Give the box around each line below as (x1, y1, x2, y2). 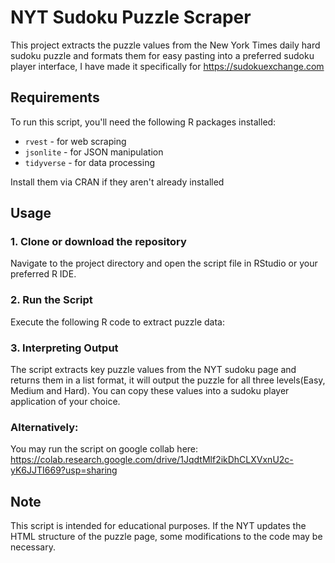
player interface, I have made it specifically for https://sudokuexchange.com (10, 60, 325, 72)
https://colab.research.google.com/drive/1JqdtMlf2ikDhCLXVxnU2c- (10, 454, 294, 466)
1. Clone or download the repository (10, 235, 187, 249)
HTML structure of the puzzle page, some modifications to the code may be (10, 531, 323, 543)
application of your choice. (10, 396, 121, 408)
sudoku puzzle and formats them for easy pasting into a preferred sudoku (10, 49, 315, 61)
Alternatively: (10, 420, 79, 434)
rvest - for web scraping (24, 135, 127, 147)
